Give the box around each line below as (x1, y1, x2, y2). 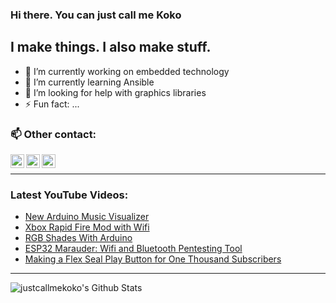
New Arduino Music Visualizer (24, 211, 150, 223)
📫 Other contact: (10, 127, 97, 141)
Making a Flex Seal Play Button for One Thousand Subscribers (24, 253, 282, 265)
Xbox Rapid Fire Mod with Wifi (24, 221, 150, 233)
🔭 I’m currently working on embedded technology (24, 65, 230, 77)
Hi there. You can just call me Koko (10, 8, 182, 22)
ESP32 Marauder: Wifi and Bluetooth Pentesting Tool (24, 243, 243, 255)
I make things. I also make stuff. (10, 39, 212, 56)
